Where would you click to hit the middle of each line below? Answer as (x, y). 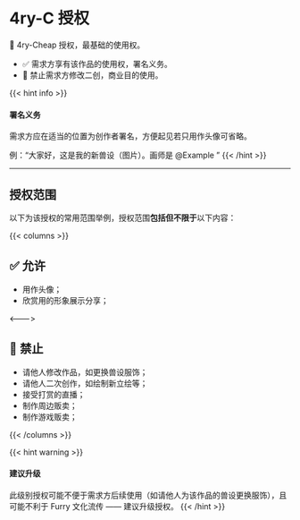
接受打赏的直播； (54, 394)
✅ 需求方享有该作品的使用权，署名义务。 (97, 64)
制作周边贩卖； (50, 405)
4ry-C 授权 (49, 18)
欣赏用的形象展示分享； (65, 300)
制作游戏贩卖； (50, 416)
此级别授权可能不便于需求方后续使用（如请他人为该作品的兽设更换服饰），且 (148, 495)
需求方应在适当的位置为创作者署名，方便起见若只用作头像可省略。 (130, 136)
